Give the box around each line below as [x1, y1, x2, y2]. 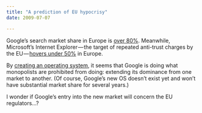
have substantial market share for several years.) [6, 81, 129, 89]
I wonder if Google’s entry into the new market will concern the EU [6, 93, 173, 100]
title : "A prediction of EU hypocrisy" [6, 9, 108, 15]
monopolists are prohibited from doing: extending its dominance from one [6, 68, 192, 75]
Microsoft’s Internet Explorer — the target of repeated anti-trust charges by [6, 43, 193, 51]
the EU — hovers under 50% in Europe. [6, 49, 103, 57]
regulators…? [6, 99, 39, 107]
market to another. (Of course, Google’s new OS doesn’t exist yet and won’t [6, 75, 196, 82]
